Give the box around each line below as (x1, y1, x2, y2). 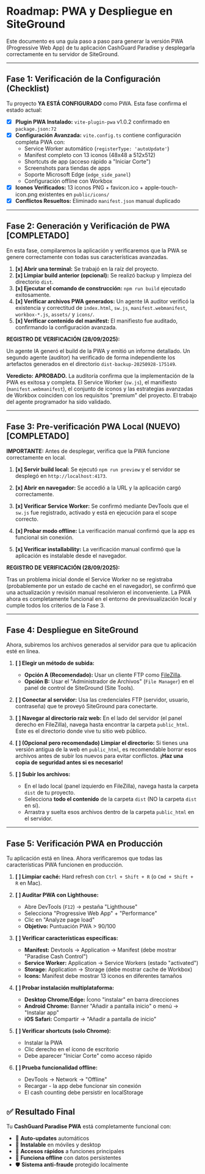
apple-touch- (144, 183, 178, 191)
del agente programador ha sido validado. (6, 398, 112, 405)
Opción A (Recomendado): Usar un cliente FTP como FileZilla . (24, 671, 182, 679)
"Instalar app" (24, 1009, 59, 1016)
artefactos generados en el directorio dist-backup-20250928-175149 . (6, 360, 177, 367)
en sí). (24, 802, 40, 809)
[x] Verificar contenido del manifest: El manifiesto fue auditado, (15, 317, 178, 325)
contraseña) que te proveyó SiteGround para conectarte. (15, 703, 158, 710)
